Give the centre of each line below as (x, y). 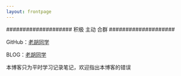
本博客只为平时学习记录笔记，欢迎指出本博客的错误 (69, 67)
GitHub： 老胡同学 (28, 42)
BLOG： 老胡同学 (26, 55)
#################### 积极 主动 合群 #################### (90, 29)
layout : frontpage (29, 12)
